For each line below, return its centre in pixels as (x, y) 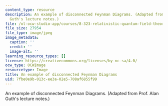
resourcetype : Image (27, 70)
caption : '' (22, 42)
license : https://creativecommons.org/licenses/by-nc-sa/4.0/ (71, 61)
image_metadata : (22, 38)
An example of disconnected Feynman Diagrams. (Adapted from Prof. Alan (82, 93)
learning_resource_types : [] (35, 56)
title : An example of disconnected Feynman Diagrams (61, 75)
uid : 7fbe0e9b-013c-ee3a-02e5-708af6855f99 (51, 79)
